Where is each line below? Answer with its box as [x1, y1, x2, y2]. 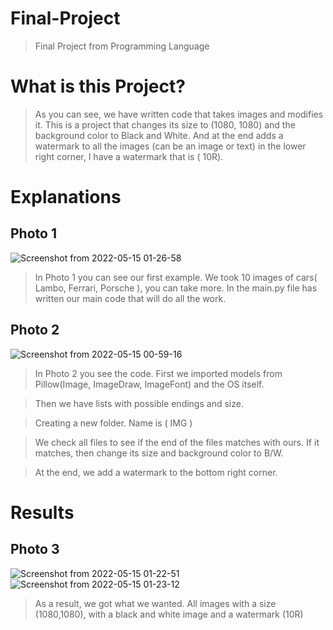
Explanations [10, 186, 122, 209]
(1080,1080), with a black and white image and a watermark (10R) [34, 608, 304, 620]
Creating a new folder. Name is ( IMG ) [34, 417, 193, 429]
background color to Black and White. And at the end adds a [34, 129, 284, 141]
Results [10, 501, 75, 524]
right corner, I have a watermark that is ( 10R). [34, 150, 224, 162]
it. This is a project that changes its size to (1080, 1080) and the [34, 118, 296, 131]
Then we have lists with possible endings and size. [34, 397, 244, 409]
